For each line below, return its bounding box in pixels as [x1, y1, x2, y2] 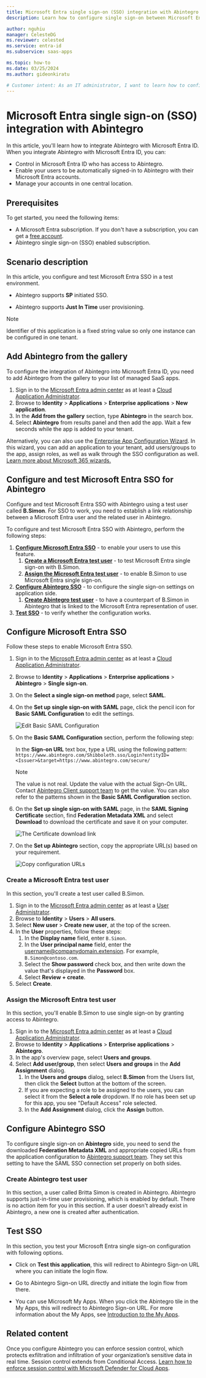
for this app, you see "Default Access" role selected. [24, 1099, 158, 1107]
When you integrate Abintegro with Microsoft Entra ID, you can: [6, 149, 166, 156]
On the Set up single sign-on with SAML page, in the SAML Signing [15, 805, 189, 813]
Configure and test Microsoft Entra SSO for [6, 474, 174, 485]
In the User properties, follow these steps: [15, 927, 122, 935]
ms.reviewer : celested [6, 37, 64, 44]
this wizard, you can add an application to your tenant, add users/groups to [6, 443, 196, 451]
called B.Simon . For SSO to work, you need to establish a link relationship [6, 507, 193, 514]
